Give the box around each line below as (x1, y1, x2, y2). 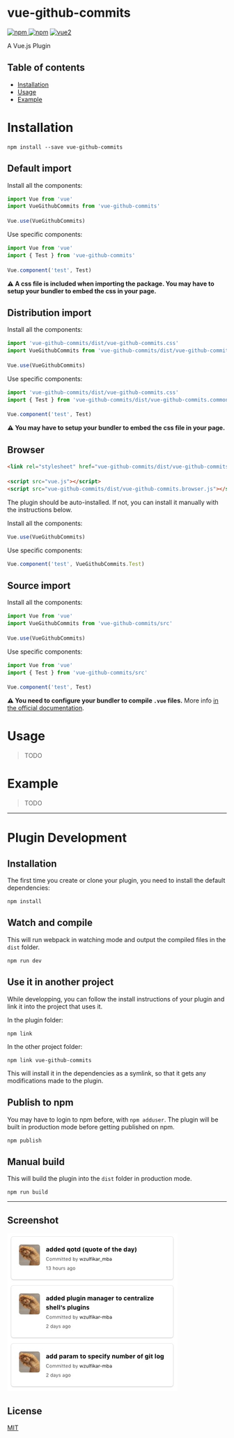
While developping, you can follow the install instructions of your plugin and (7, 995, 225, 1003)
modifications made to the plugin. (7, 1076, 104, 1085)
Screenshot (7, 1214, 59, 1226)
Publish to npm (7, 1096, 74, 1108)
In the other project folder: (7, 1042, 83, 1050)
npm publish (7, 1137, 42, 1144)
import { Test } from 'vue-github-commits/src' (7, 669, 148, 676)
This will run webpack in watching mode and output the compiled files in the (7, 935, 226, 944)
